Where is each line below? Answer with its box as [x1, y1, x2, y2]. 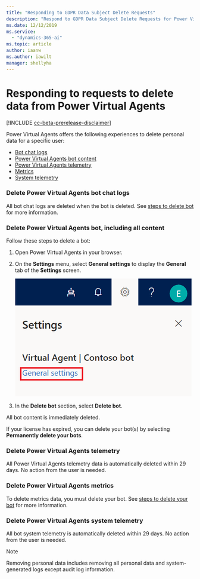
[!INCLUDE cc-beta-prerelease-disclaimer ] [6, 119, 111, 126]
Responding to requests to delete [6, 87, 174, 100]
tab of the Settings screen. [14, 266, 82, 274]
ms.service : [6, 29, 36, 35]
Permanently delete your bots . [6, 432, 83, 439]
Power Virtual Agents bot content [14, 155, 97, 162]
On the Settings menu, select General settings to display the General [14, 261, 186, 268]
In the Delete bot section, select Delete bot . [14, 402, 123, 409]
